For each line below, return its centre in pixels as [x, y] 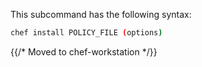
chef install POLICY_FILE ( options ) [86, 33]
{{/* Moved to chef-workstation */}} [84, 51]
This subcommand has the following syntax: [101, 14]
